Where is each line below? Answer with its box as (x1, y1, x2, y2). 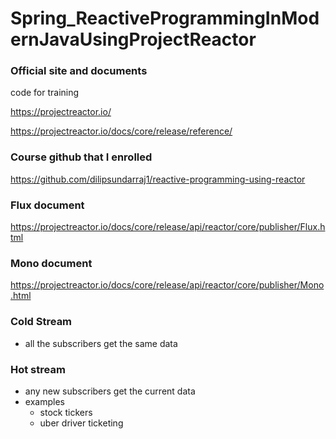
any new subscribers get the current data (24, 385, 196, 397)
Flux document (10, 198, 85, 212)
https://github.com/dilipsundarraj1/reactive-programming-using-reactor (10, 173, 306, 185)
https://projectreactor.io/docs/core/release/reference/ (10, 125, 233, 137)
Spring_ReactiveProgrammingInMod (10, 7, 320, 30)
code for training (10, 87, 80, 99)
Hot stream (10, 362, 66, 376)
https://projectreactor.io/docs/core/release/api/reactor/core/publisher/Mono (10, 279, 325, 291)
